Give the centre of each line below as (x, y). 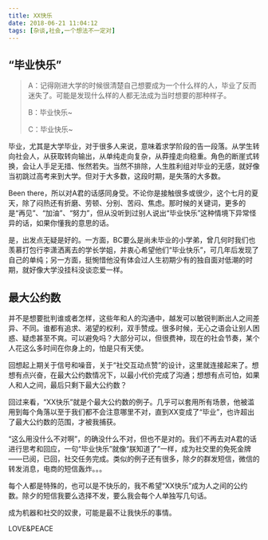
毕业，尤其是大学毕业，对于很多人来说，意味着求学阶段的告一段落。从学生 (130, 146)
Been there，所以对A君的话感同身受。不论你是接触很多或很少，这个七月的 (130, 193)
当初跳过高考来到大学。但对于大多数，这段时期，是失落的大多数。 (116, 176)
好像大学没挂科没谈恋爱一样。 (78, 270)
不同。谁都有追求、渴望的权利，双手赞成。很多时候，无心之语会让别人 (137, 328)
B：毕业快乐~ (50, 112)
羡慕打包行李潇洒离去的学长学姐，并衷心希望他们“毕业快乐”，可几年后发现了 (134, 250)
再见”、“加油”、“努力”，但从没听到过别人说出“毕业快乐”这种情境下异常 (134, 213)
